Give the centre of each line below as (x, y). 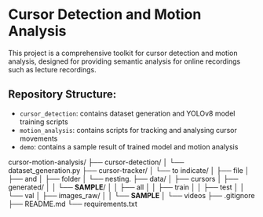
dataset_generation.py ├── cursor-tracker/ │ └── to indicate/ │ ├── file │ (129, 170)
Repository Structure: (62, 95)
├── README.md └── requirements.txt (73, 204)
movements (38, 138)
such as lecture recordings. (52, 69)
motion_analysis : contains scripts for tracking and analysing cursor (128, 130)
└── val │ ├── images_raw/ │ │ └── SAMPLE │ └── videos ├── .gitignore (131, 195)
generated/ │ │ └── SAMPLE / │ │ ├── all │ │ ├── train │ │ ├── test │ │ (126, 187)
